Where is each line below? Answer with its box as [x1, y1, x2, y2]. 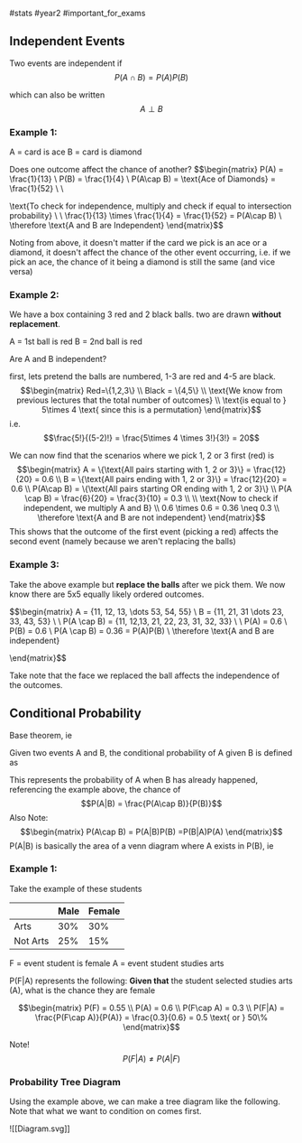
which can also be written [9, 89, 105, 100]
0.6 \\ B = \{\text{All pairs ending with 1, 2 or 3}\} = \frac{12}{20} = [41, 474, 288, 485]
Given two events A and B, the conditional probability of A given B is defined [9, 747, 293, 757]
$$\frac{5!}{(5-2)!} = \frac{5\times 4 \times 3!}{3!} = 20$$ [43, 432, 260, 443]
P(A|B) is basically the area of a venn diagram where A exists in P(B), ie [9, 840, 274, 851]
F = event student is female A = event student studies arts [9, 957, 224, 969]
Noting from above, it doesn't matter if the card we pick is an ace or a [9, 237, 268, 248]
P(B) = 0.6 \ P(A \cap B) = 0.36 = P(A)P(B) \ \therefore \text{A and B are [9, 625, 275, 636]
